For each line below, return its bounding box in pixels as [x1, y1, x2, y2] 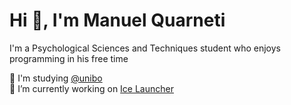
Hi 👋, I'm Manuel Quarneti [9, 9, 226, 32]
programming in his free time [9, 52, 129, 64]
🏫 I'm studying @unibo [9, 72, 103, 84]
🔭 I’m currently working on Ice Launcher [9, 82, 174, 94]
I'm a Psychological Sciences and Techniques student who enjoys [9, 42, 281, 54]
